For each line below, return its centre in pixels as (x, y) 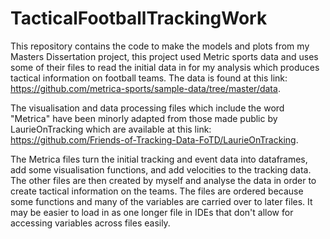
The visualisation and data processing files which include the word (147, 108)
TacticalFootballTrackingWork (139, 18)
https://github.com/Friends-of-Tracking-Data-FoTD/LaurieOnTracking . (154, 139)
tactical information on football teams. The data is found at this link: (149, 78)
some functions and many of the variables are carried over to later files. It (161, 201)
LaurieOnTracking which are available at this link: (111, 129)
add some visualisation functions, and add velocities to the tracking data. (161, 169)
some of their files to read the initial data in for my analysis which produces (165, 67)
